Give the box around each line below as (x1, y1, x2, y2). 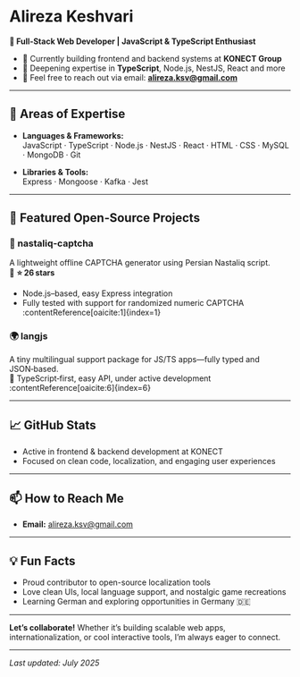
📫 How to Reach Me (9, 490, 124, 506)
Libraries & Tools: (21, 166, 89, 177)
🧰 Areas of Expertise (9, 106, 126, 122)
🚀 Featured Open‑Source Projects (9, 210, 201, 225)
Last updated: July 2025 (9, 657, 100, 668)
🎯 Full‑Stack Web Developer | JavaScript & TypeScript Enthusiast (9, 36, 256, 47)
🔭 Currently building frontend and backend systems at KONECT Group (21, 53, 283, 63)
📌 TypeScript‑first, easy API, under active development (9, 373, 212, 384)
